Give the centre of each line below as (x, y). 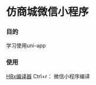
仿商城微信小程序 (48, 12)
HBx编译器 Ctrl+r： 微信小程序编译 (48, 76)
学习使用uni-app (26, 46)
